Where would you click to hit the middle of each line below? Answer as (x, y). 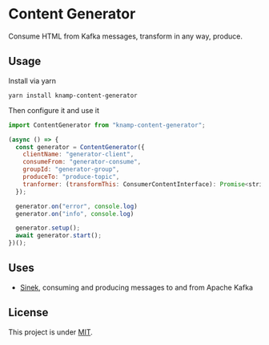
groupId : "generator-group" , (71, 169)
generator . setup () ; (48, 228)
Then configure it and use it (54, 110)
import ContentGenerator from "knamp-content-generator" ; (107, 125)
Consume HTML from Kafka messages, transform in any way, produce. (125, 36)
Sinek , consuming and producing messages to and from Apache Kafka (137, 287)
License (28, 313)
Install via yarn (32, 80)
